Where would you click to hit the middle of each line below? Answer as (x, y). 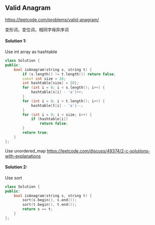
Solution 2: (16, 167)
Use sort (14, 178)
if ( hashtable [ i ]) (49, 119)
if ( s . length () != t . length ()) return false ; (69, 74)
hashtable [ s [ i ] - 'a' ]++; (57, 92)
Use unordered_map (25, 151)
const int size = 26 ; (44, 79)
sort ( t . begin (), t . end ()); (50, 205)
